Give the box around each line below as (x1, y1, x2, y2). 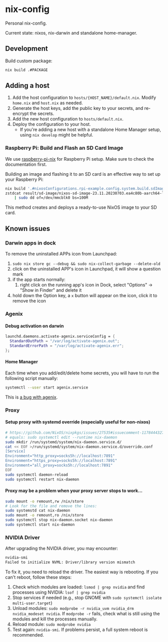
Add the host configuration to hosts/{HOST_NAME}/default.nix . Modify (12, 94, 156, 101)
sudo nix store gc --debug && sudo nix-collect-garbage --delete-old (12, 262, 161, 267)
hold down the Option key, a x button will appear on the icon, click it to (12, 293, 157, 299)
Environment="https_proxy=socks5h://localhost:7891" (5, 458, 117, 463)
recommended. (12, 632, 44, 638)
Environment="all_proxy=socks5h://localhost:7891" (5, 463, 113, 468)
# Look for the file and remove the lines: (5, 503, 97, 508)
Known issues (5, 224, 50, 233)
